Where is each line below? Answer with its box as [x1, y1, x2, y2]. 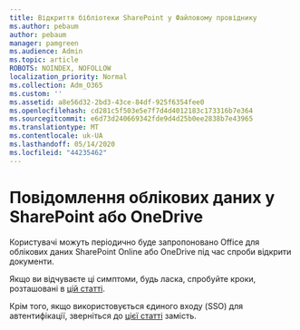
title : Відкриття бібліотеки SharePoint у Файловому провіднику [9, 13, 257, 23]
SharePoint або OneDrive [9, 206, 204, 227]
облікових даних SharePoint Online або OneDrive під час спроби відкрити [9, 246, 292, 257]
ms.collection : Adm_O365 [9, 81, 103, 90]
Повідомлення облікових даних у [9, 187, 276, 208]
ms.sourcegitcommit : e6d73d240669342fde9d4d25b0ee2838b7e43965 [9, 114, 254, 123]
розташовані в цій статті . [9, 283, 106, 294]
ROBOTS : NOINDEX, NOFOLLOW [9, 64, 111, 73]
